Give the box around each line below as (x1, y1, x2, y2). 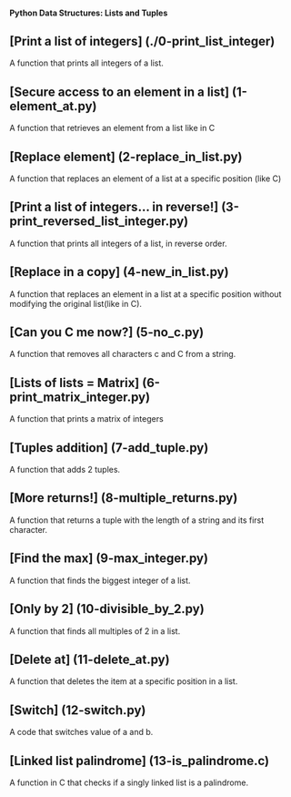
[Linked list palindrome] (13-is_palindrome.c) (9, 752, 270, 769)
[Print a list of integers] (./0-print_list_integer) (9, 33, 276, 49)
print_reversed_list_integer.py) (9, 214, 189, 230)
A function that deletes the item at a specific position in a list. (9, 676, 238, 687)
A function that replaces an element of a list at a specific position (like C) (9, 173, 282, 184)
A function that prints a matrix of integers (9, 414, 164, 424)
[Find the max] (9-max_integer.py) (9, 551, 209, 567)
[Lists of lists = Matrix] (9, 374, 140, 391)
